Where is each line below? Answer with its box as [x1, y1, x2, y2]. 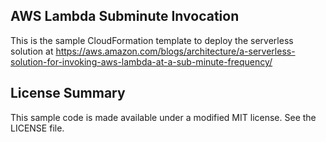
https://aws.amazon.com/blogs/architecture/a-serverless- [55, 45, 296, 57]
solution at [10, 45, 54, 57]
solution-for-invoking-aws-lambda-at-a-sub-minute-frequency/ [10, 55, 273, 68]
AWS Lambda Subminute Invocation [10, 8, 240, 25]
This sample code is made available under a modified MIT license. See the [10, 111, 317, 123]
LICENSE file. [10, 122, 65, 134]
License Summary [10, 85, 126, 102]
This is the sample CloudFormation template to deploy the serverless [10, 34, 294, 46]
